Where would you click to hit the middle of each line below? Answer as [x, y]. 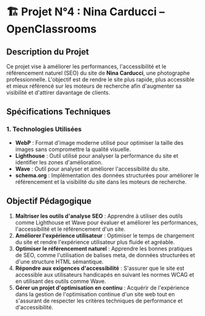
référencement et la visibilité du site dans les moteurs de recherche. [101, 182]
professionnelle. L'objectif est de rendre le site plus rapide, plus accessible [100, 79]
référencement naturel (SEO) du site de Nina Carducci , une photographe [98, 73]
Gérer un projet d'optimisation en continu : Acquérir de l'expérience [102, 287]
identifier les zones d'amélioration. [59, 162]
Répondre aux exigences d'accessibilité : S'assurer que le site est [100, 268]
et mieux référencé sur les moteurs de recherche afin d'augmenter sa [94, 86]
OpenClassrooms [51, 29]
